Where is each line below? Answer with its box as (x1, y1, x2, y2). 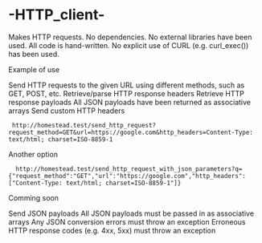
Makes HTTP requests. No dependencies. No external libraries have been (8, 32, 252, 42)
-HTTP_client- (8, 6, 105, 24)
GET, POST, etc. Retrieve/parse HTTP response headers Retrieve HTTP (8, 88, 245, 98)
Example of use (8, 64, 60, 74)
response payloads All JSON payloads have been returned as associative (8, 97, 252, 107)
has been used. (8, 49, 60, 59)
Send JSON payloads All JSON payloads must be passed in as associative (8, 209, 255, 218)
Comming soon (8, 192, 59, 202)
